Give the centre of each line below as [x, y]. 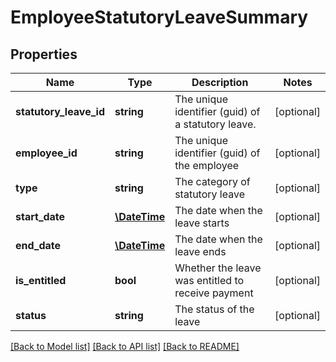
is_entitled [41, 280]
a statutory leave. [215, 124]
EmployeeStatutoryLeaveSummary [159, 17]
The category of [212, 181]
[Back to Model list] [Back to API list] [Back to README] [125, 346]
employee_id [46, 153]
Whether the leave [218, 268]
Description [220, 82]
